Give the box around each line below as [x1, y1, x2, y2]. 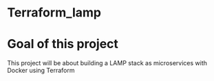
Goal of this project [7, 36, 119, 52]
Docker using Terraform [7, 67, 75, 75]
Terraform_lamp [7, 5, 102, 21]
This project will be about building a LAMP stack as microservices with [7, 59, 208, 67]
